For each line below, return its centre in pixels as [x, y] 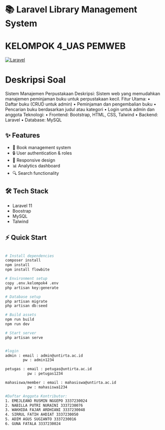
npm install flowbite [27, 270]
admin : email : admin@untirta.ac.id [44, 355]
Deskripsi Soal [35, 80]
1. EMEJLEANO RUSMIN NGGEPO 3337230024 [46, 401]
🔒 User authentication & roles [42, 153]
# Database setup [23, 297]
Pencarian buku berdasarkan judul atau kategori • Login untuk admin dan [80, 109]
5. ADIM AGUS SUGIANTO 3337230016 [41, 419]
